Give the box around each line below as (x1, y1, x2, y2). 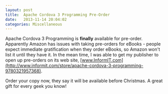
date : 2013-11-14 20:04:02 (5, 17, 67, 22)
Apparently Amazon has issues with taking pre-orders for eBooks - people (5, 41, 161, 47)
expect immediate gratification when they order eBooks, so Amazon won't (5, 46, 160, 52)
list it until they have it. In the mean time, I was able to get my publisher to (5, 52, 159, 58)
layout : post (5, 7, 33, 13)
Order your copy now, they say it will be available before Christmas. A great (5, 78, 163, 84)
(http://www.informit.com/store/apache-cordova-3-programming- (5, 62, 144, 69)
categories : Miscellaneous (5, 21, 62, 27)
